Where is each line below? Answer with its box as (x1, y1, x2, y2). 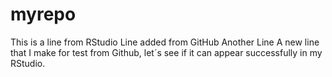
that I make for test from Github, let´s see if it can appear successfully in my (10, 46, 323, 58)
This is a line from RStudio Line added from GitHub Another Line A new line (10, 36, 320, 48)
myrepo (10, 3, 77, 26)
